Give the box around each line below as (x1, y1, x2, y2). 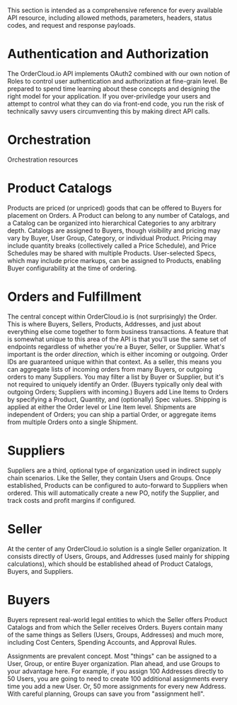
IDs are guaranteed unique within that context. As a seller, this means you (7, 357, 221, 366)
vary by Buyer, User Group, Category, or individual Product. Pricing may (7, 233, 217, 242)
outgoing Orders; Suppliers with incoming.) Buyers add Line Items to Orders (7, 387, 229, 396)
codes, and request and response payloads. (7, 21, 136, 29)
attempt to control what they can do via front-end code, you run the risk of (7, 99, 224, 108)
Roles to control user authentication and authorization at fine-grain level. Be (7, 77, 228, 85)
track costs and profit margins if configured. (7, 496, 136, 504)
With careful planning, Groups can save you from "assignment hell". (7, 689, 205, 698)
